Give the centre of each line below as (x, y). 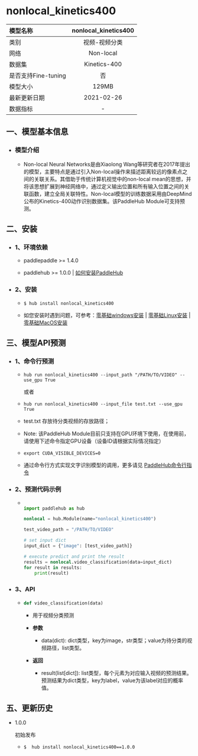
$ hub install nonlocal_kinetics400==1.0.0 (79, 747)
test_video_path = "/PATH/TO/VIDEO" (69, 530)
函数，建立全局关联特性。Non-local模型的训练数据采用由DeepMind (110, 194)
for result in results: (53, 567)
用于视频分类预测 (53, 615)
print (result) (52, 573)
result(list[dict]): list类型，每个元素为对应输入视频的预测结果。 (116, 673)
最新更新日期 (27, 98)
